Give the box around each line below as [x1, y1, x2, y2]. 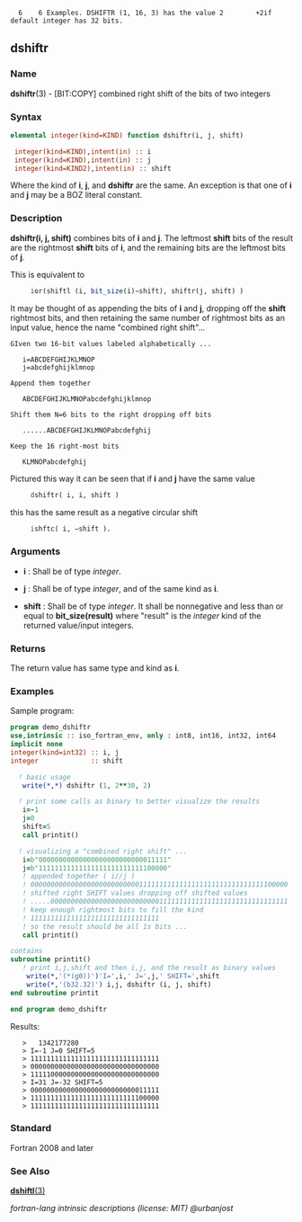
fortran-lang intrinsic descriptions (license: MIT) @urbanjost [10, 1203, 234, 1214]
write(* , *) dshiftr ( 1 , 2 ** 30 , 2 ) [22, 780, 152, 790]
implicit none [10, 740, 64, 749]
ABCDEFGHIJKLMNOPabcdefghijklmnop [22, 394, 152, 404]
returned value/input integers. [22, 620, 134, 630]
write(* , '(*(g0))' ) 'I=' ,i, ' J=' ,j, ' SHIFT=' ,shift [26, 972, 220, 981]
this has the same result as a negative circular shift [10, 506, 199, 517]
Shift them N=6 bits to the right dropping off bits [10, 410, 212, 419]
